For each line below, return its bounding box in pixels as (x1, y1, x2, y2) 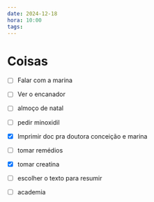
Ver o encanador (17, 90, 66, 98)
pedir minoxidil (17, 118, 61, 126)
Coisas (7, 53, 49, 69)
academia (17, 187, 46, 196)
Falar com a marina (17, 76, 73, 84)
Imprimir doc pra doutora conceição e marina (17, 132, 148, 140)
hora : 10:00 (7, 17, 42, 24)
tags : (7, 23, 23, 30)
